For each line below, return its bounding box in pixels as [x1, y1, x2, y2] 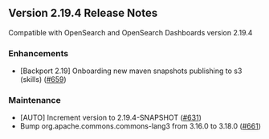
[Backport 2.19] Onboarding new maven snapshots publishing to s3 [19, 66, 243, 76]
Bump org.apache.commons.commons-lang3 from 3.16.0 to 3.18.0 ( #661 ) [19, 121, 261, 131]
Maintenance [8, 95, 62, 106]
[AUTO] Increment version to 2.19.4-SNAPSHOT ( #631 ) [19, 112, 202, 123]
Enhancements [8, 47, 69, 59]
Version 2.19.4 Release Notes [8, 6, 158, 20]
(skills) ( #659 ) [19, 75, 67, 84]
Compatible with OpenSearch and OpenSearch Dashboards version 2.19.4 [8, 27, 253, 37]
